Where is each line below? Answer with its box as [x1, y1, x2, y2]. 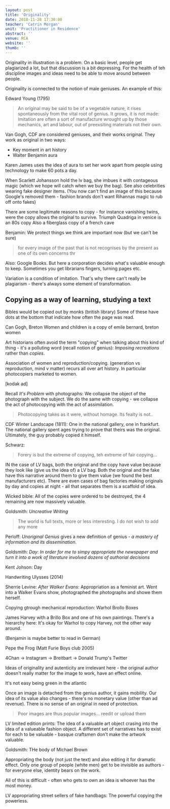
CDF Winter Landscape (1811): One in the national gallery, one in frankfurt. [5, 421, 160, 427]
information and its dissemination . [5, 539, 77, 545]
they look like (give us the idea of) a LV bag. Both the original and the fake [5, 467, 160, 473]
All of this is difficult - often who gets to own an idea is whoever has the [5, 777, 155, 784]
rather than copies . [5, 350, 45, 357]
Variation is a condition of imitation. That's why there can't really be [5, 275, 146, 281]
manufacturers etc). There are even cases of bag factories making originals [5, 478, 163, 484]
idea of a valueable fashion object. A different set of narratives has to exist [5, 726, 161, 732]
